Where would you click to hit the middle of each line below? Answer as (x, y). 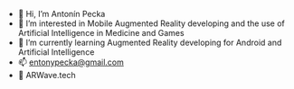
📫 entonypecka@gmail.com (71, 62)
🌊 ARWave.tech (47, 75)
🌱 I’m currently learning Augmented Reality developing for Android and (150, 42)
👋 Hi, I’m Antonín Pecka (62, 14)
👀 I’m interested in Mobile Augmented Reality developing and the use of (151, 23)
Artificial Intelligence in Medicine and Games (101, 33)
